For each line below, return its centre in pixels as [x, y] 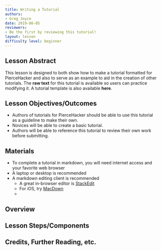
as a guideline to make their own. [45, 120]
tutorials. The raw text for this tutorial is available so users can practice [76, 83]
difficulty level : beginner [33, 41]
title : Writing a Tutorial [32, 9]
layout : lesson [20, 37]
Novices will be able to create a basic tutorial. [57, 125]
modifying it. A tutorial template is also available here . [59, 88]
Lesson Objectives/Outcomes [51, 103]
